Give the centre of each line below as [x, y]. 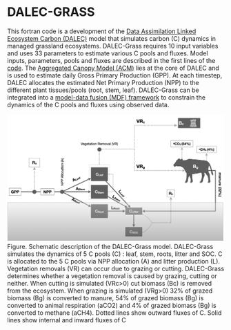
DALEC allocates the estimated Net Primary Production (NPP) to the [103, 82]
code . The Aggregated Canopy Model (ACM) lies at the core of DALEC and [113, 68]
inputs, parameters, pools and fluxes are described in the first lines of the [111, 60]
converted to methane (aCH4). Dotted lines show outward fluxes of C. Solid [114, 313]
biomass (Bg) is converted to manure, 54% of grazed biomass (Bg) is [106, 297]
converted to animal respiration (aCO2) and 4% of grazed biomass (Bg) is [112, 305]
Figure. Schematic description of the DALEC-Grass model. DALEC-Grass [110, 246]
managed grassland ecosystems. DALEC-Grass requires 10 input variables [113, 46]
